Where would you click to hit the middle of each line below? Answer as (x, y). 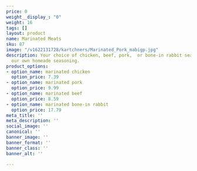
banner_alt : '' (25, 153)
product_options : (27, 66)
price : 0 (17, 11)
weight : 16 (19, 22)
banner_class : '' (27, 148)
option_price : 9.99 (35, 88)
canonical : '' (23, 132)
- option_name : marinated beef (44, 93)
